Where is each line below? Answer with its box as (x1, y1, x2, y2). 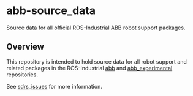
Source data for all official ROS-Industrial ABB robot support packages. (6, 24, 186, 31)
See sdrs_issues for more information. (6, 83, 102, 90)
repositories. (6, 71, 39, 78)
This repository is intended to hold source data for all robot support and (6, 57, 187, 65)
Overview (6, 42, 45, 52)
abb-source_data (6, 4, 96, 18)
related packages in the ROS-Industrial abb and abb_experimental (6, 64, 173, 72)
